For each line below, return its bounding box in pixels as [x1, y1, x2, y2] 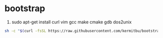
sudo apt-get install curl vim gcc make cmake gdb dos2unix [11, 19, 132, 25]
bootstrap [4, 3, 45, 14]
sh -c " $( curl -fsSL [4, 28, 47, 33]
